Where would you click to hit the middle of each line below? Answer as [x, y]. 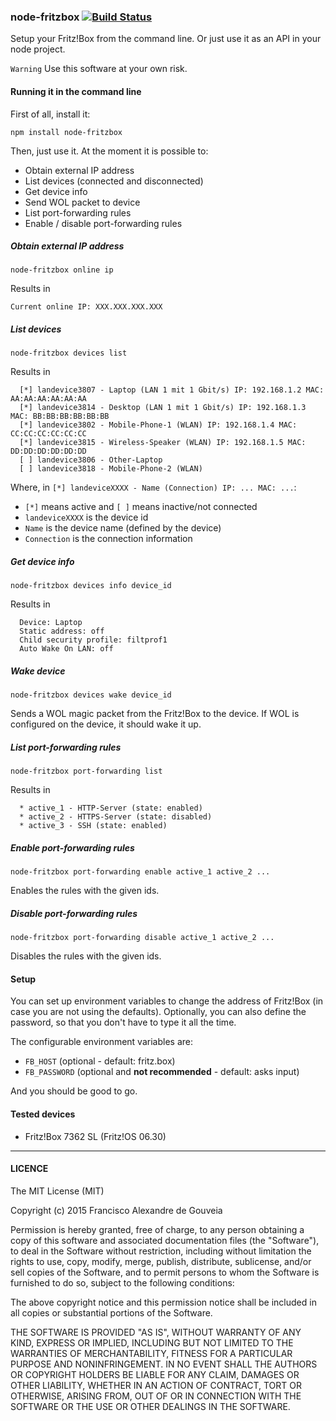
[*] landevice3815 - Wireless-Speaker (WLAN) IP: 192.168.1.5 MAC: [163, 443]
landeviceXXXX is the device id [86, 517]
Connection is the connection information [108, 539]
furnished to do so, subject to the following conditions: [122, 1282]
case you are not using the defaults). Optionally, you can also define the [158, 1012]
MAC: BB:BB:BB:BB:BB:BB [60, 416]
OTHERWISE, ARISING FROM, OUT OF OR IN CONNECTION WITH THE [156, 1396]
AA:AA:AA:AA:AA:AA [48, 399]
